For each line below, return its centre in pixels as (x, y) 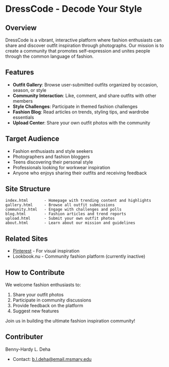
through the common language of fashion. (49, 56)
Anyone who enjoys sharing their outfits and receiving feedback (80, 173)
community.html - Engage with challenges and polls (64, 210)
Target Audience (32, 139)
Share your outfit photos (38, 295)
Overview (21, 28)
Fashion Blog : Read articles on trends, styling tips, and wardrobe (81, 112)
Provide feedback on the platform (48, 306)
